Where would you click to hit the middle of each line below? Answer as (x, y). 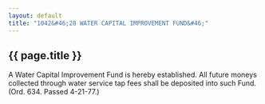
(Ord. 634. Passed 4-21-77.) (54, 92)
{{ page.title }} (45, 56)
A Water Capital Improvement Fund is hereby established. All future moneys (132, 75)
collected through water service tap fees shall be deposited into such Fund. (132, 83)
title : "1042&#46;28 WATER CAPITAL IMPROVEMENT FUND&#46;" (109, 23)
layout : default (35, 16)
